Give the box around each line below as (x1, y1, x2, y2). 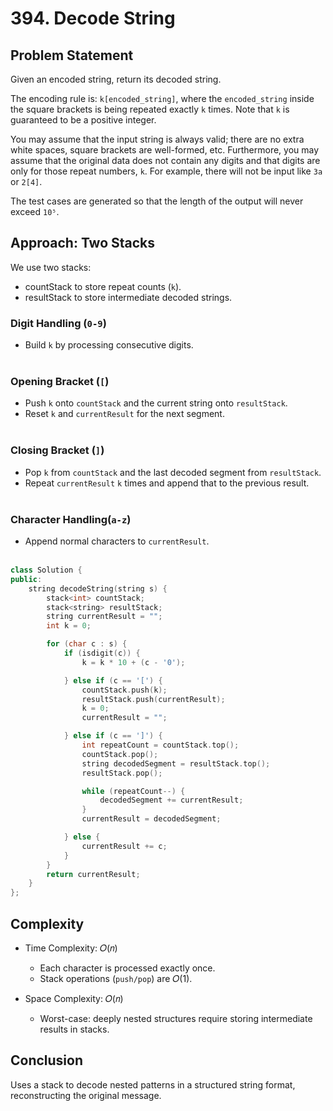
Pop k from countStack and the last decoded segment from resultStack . (24, 466, 322, 478)
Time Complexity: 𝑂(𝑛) (24, 942, 118, 954)
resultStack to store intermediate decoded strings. (24, 291, 233, 303)
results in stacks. (39, 1023, 110, 1035)
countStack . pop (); (81, 749, 159, 759)
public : (10, 574, 43, 584)
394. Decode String (10, 7, 176, 30)
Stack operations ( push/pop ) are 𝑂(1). (39, 972, 193, 984)
